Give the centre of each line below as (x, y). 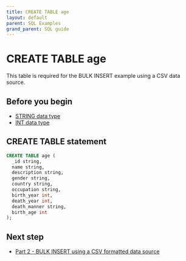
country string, (32, 184)
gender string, (31, 178)
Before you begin (40, 101)
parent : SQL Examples (34, 23)
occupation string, (36, 190)
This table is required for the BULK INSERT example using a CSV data (93, 76)
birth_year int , (32, 195)
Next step (25, 237)
